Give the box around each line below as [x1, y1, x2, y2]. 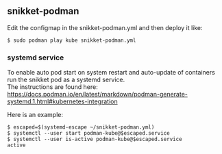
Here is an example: [7, 111, 64, 119]
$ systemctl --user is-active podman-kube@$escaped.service [7, 136, 183, 143]
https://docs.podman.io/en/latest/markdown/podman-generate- [7, 90, 188, 99]
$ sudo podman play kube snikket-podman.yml [7, 37, 136, 44]
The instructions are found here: [7, 83, 98, 91]
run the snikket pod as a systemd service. [7, 75, 125, 84]
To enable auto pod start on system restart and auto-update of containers [7, 68, 216, 77]
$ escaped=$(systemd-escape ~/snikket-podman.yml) [7, 124, 155, 131]
